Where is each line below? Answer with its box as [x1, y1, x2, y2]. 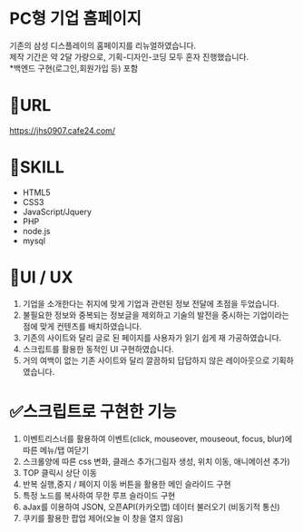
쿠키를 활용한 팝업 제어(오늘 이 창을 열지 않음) [22, 512, 184, 523]
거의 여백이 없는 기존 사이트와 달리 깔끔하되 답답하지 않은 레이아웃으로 [22, 355, 270, 366]
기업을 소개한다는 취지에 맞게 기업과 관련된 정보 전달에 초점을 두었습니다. [22, 298, 279, 309]
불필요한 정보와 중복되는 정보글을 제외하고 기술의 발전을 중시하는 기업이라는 [22, 310, 290, 320]
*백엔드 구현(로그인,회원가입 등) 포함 [9, 63, 139, 74]
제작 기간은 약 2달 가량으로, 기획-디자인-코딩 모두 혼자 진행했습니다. [9, 51, 249, 62]
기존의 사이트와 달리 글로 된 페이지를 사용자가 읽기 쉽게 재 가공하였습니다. [22, 332, 282, 343]
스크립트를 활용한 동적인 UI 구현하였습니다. [22, 343, 174, 354]
